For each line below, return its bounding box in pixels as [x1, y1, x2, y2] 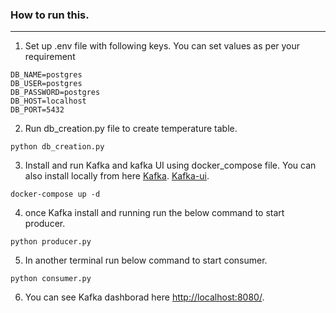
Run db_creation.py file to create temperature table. [24, 123, 238, 135]
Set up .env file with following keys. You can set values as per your [24, 40, 301, 52]
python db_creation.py [10, 142, 105, 152]
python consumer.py [10, 274, 92, 284]
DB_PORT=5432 [10, 105, 65, 115]
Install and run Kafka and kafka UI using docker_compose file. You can [24, 159, 317, 172]
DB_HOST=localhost [10, 96, 87, 107]
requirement [24, 51, 76, 63]
